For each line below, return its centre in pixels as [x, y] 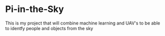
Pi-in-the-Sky [35, 9]
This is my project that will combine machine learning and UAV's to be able [83, 23]
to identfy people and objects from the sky [49, 28]
